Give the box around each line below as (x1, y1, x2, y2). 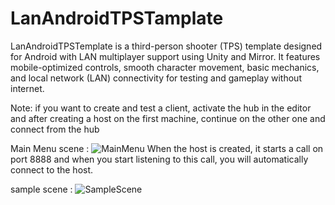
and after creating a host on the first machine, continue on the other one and (10, 112, 326, 124)
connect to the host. (10, 163, 94, 176)
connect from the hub (10, 123, 100, 135)
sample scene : (10, 183, 73, 195)
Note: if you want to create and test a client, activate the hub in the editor (10, 102, 312, 114)
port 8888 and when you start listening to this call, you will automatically (10, 153, 309, 165)
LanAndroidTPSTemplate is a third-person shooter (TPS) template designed (10, 40, 323, 52)
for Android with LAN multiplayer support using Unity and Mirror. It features (10, 50, 321, 62)
